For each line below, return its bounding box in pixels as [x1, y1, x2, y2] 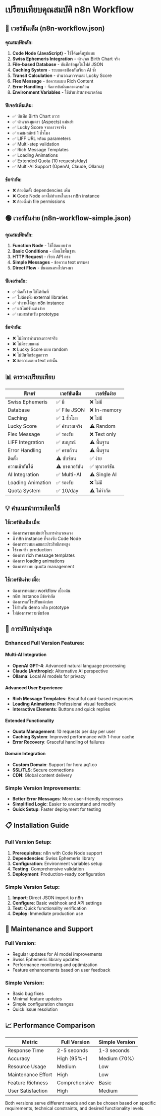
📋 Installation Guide [5, 821, 69, 830]
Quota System [7, 487, 41, 494]
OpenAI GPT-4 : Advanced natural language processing [12, 663, 126, 669]
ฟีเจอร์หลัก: [5, 277, 27, 284]
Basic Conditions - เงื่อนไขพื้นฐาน [12, 248, 76, 254]
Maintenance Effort [7, 1071, 53, 1078]
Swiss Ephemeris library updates [12, 956, 80, 962]
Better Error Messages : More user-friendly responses [12, 795, 123, 801]
